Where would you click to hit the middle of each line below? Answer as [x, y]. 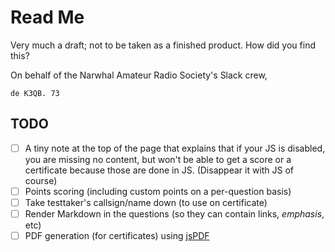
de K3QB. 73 [35, 93]
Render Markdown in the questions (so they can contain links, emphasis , [174, 213]
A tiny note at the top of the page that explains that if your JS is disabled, [175, 148]
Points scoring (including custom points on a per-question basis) [158, 191]
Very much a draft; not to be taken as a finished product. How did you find [163, 45]
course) [41, 180]
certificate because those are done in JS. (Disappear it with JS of [159, 170]
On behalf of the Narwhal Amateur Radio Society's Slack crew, [139, 75]
